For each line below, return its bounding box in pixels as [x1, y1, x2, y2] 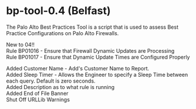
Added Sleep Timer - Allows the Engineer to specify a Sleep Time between [6, 71, 188, 78]
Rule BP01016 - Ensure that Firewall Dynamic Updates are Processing [6, 47, 175, 54]
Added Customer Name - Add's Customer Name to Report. [6, 64, 149, 71]
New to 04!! [6, 41, 35, 48]
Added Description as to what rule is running [6, 83, 115, 90]
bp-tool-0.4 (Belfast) [6, 4, 111, 18]
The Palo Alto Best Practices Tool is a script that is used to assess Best [6, 23, 179, 30]
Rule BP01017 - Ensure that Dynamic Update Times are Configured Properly [6, 53, 190, 60]
